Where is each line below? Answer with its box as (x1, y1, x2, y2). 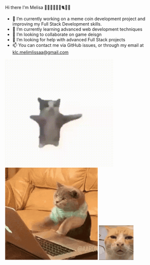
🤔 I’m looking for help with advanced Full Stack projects (12, 37, 126, 42)
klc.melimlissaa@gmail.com (12, 49, 69, 55)
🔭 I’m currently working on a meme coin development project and (12, 16, 146, 22)
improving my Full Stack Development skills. (12, 21, 102, 27)
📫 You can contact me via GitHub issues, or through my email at (12, 42, 144, 48)
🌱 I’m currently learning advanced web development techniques (12, 27, 143, 32)
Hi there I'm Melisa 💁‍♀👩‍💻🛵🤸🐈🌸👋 (5, 4, 71, 10)
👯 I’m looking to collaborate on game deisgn (12, 31, 102, 37)
